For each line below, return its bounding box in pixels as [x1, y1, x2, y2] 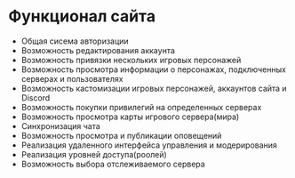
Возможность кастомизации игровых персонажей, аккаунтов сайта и [20, 83, 287, 93]
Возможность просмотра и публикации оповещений [20, 130, 222, 141]
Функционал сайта [8, 6, 156, 27]
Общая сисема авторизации [20, 36, 130, 46]
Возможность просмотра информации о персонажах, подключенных [20, 64, 286, 75]
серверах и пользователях [20, 73, 124, 84]
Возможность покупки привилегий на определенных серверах [20, 101, 262, 112]
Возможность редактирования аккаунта [20, 44, 175, 55]
